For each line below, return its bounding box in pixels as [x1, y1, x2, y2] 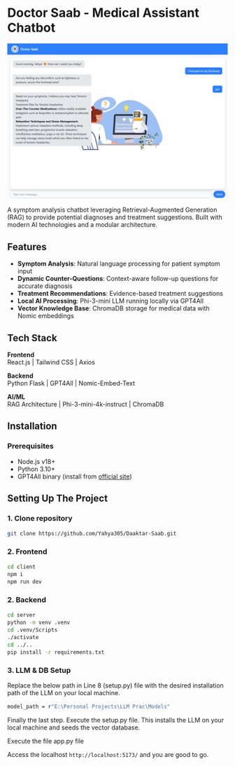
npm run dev [7, 578, 42, 586]
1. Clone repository [7, 513, 73, 523]
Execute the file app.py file [7, 737, 85, 745]
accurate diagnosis [17, 282, 73, 290]
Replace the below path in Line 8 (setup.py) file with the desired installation [7, 681, 224, 690]
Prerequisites [7, 442, 54, 451]
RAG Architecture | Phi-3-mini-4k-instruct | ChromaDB [7, 399, 164, 408]
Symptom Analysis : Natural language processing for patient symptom [17, 259, 220, 268]
